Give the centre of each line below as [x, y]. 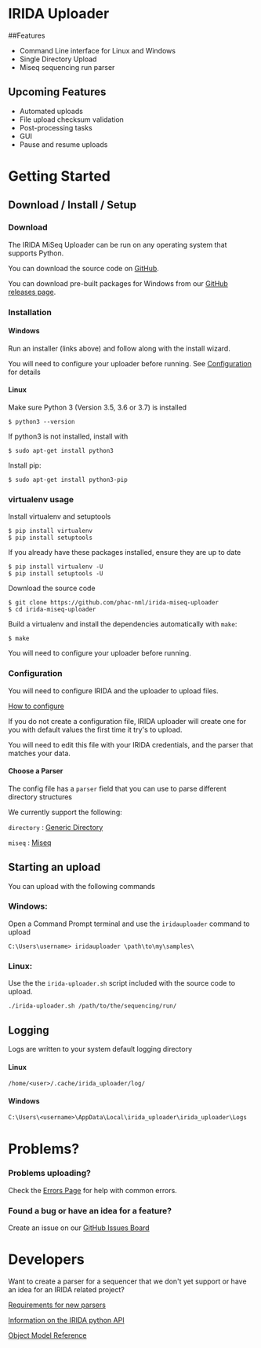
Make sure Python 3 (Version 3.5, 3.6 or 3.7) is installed [97, 407]
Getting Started [60, 176]
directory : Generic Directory [56, 827]
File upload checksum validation [71, 119]
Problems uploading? [50, 1174]
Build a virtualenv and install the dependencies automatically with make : [123, 624]
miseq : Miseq [30, 843]
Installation [30, 312]
